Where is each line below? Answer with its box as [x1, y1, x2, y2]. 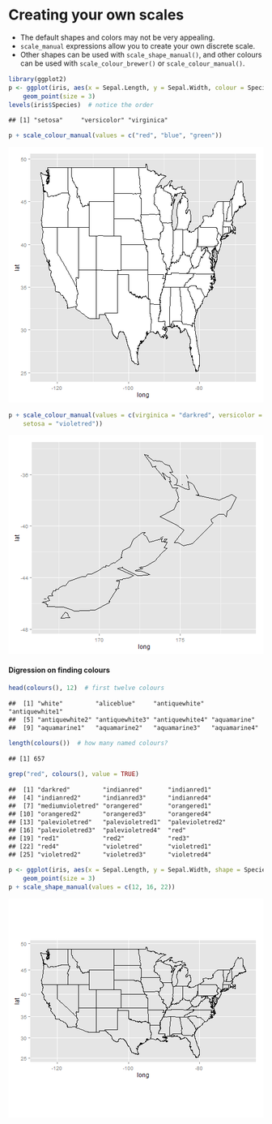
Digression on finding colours [8, 665, 111, 675]
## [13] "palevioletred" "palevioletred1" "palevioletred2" [8, 817, 227, 826]
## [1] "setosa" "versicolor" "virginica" [8, 116, 168, 125]
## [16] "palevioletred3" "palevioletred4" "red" [8, 826, 186, 834]
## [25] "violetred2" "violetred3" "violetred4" [8, 850, 212, 859]
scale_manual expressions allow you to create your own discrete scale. [19, 41, 256, 50]
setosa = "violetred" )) [23, 420, 104, 428]
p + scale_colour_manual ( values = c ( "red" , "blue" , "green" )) [8, 131, 223, 139]
